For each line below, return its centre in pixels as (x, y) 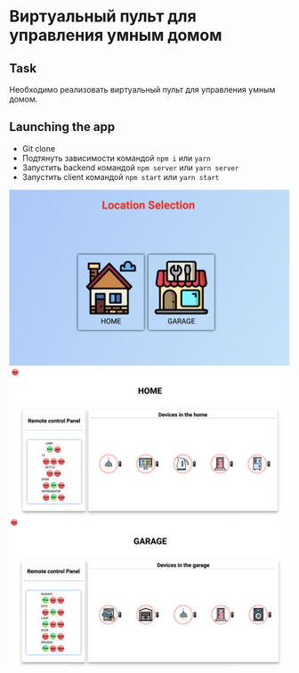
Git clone (39, 148)
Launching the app (62, 127)
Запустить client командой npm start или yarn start (121, 176)
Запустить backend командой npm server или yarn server (130, 168)
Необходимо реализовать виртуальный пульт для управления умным (142, 90)
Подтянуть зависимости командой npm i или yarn (116, 158)
